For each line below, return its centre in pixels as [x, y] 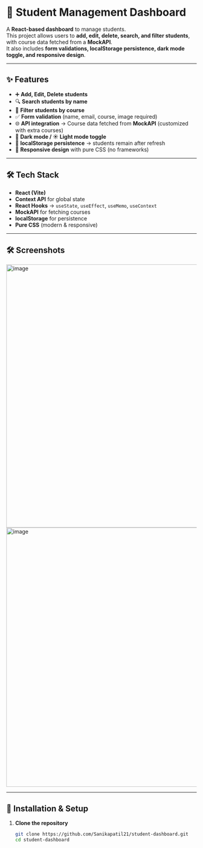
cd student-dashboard [42, 840]
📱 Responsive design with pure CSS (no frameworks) [82, 149]
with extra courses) [39, 130]
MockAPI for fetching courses [53, 212]
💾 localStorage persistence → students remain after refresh [90, 143]
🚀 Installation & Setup [47, 808]
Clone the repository [41, 823]
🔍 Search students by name [51, 101]
